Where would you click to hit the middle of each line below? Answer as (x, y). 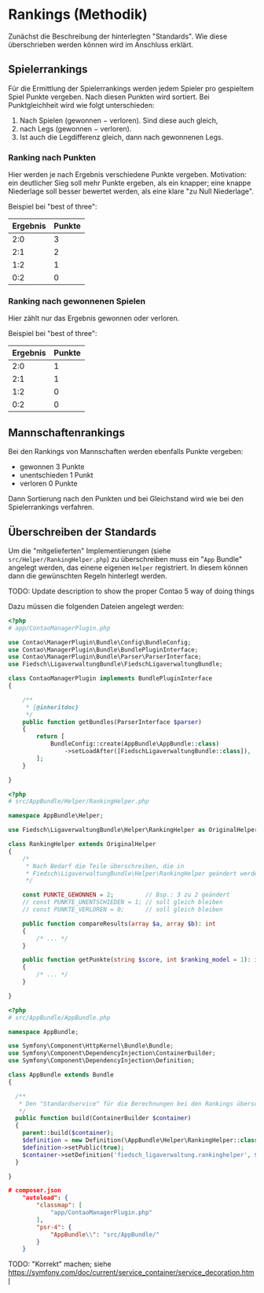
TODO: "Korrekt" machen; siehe (60, 1264)
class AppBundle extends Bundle (61, 1075)
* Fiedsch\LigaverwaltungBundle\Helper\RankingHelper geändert (131, 874)
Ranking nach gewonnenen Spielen (77, 301)
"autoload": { (45, 1198)
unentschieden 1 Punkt (56, 475)
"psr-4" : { (54, 1227)
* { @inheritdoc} (52, 707)
